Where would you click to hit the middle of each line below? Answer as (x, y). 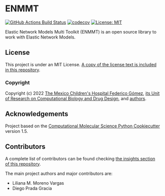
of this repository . (23, 164)
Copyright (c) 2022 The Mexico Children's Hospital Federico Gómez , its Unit (82, 93)
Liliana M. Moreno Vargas (38, 183)
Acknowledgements (37, 114)
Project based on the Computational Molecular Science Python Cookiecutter (82, 126)
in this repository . (23, 70)
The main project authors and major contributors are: (59, 173)
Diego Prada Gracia (32, 188)
